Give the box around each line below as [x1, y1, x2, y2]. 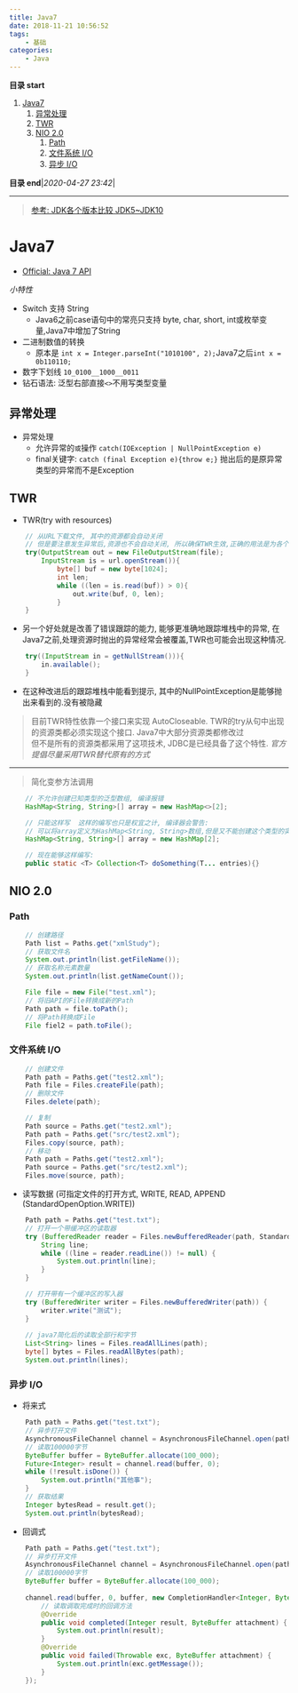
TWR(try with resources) [21, 515, 113, 525]
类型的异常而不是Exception [35, 464, 135, 475]
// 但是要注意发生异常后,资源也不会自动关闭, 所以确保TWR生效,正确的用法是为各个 [25, 539, 290, 549]
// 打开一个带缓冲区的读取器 [25, 1224, 117, 1233]
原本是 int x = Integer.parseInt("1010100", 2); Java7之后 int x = [35, 347, 282, 358]
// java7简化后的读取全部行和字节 [25, 1330, 137, 1340]
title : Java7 [9, 12, 58, 22]
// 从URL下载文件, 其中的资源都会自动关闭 [25, 531, 163, 540]
